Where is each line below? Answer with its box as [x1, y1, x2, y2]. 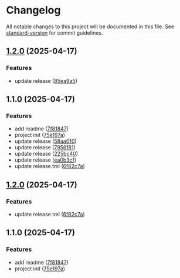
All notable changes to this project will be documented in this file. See [6, 23, 175, 30]
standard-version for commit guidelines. [6, 29, 103, 36]
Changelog [6, 4, 61, 17]
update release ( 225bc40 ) [14, 150, 78, 158]
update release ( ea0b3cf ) [14, 156, 77, 163]
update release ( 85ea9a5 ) [14, 77, 78, 84]
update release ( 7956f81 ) [14, 144, 76, 151]
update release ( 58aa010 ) [14, 138, 77, 145]
